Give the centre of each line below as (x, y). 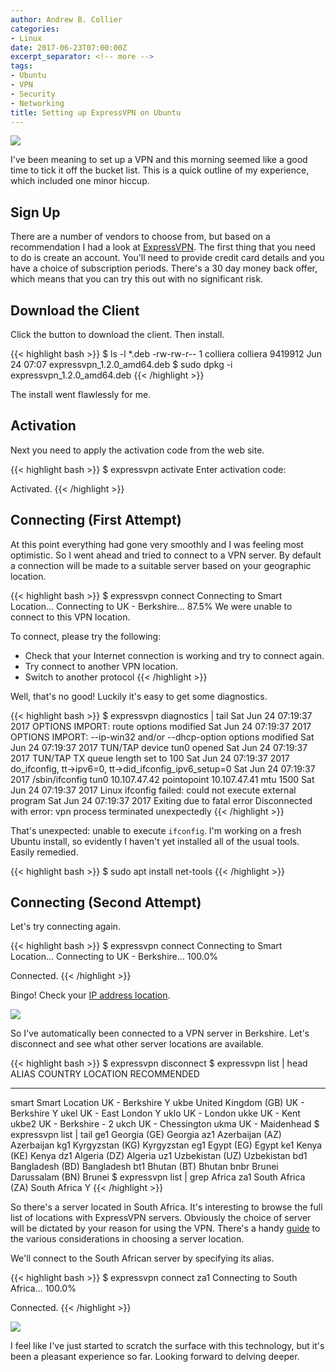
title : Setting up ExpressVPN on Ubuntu (96, 112)
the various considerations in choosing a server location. (127, 1239)
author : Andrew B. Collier (66, 19)
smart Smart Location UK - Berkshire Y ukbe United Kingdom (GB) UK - (157, 1103)
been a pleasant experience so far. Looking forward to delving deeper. (155, 1357)
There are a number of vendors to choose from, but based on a (140, 237)
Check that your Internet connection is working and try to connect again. (174, 655)
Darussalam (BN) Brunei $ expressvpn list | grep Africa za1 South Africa (158, 1177)
